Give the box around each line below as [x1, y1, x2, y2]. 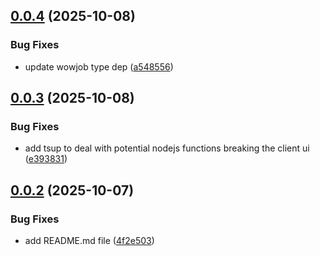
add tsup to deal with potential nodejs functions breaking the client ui [24, 142, 310, 154]
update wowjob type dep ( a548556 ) [24, 60, 174, 73]
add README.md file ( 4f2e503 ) [24, 235, 155, 247]
